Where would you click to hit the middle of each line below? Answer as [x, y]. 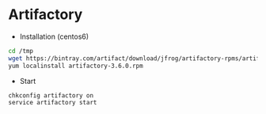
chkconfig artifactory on [51, 95]
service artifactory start [53, 103]
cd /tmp [21, 51]
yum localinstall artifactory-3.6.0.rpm [76, 66]
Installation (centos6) [54, 36]
